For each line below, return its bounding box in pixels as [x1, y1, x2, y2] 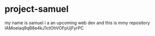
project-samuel [4, 3, 69, 15]
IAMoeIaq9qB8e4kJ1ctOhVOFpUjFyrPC [4, 25, 84, 31]
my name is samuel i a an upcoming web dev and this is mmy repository [4, 20, 150, 26]
